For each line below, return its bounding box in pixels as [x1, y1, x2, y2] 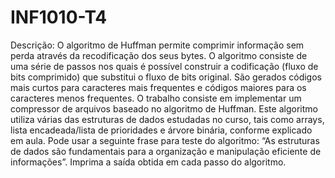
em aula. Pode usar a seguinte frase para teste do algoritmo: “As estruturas [10, 134, 320, 146]
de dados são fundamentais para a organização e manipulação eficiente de [10, 145, 322, 157]
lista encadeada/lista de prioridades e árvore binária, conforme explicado [10, 124, 313, 136]
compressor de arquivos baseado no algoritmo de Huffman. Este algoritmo [10, 102, 318, 115]
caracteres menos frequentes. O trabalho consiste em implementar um [10, 92, 302, 104]
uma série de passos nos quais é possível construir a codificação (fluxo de [10, 60, 319, 72]
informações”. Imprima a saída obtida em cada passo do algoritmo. [10, 156, 287, 168]
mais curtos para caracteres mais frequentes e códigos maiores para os [10, 81, 307, 93]
